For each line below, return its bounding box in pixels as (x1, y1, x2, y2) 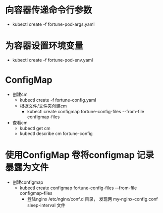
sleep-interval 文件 (27, 202, 66, 208)
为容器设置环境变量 (5, 40, 84, 52)
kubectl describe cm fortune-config (19, 130, 93, 137)
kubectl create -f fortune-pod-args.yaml (12, 21, 95, 27)
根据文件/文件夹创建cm (19, 103, 67, 109)
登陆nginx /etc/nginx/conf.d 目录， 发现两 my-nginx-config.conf (27, 196, 158, 202)
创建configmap (12, 179, 44, 185)
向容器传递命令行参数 (5, 4, 93, 16)
